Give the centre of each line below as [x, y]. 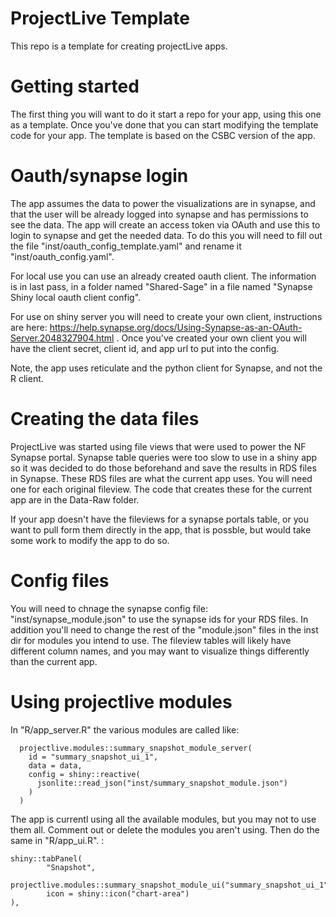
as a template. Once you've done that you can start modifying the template [164, 124]
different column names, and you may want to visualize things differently [160, 651]
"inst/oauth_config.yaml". [62, 256]
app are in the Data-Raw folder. [75, 499]
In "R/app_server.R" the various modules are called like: [125, 729]
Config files [60, 580]
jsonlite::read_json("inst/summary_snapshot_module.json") [162, 783]
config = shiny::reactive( [84, 774]
